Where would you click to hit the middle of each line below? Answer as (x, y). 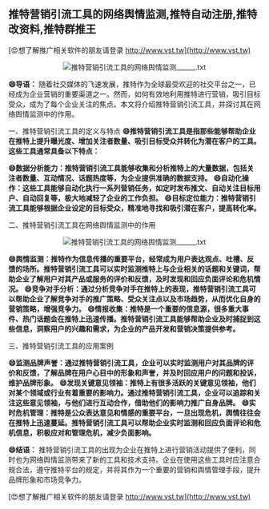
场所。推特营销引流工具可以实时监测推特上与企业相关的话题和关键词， (138, 268)
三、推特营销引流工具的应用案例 (61, 345)
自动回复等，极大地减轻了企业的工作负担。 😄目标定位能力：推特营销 (136, 197)
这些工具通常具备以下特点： (54, 151)
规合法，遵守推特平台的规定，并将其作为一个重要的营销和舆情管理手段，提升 (134, 469)
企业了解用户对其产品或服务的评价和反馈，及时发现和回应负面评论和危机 (134, 279)
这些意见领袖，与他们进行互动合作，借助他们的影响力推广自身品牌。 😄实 (135, 403)
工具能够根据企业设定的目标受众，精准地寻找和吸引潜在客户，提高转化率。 (138, 208)
